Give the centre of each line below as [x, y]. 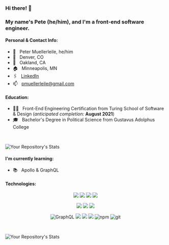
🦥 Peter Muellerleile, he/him [43, 52]
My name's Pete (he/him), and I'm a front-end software [75, 21]
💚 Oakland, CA [29, 63]
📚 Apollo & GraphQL [36, 170]
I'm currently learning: [30, 158]
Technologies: [21, 184]
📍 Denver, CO [28, 57]
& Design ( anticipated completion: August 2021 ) [63, 114]
